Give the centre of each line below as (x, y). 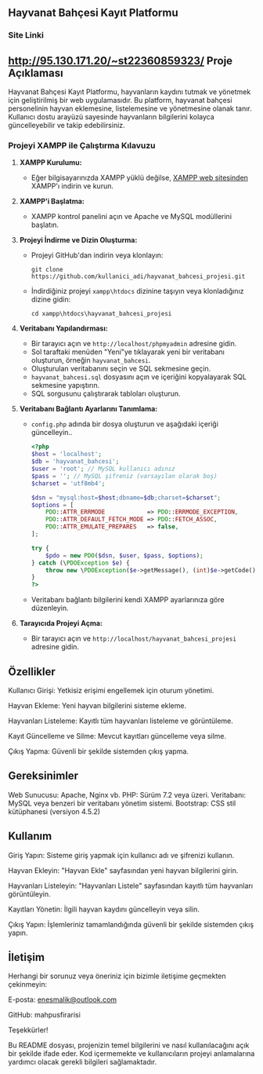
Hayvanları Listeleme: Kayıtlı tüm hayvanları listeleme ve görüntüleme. (121, 721)
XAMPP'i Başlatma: (52, 201)
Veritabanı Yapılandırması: (63, 328)
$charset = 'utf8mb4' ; (68, 483)
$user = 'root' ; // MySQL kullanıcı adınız (103, 469)
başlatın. (45, 225)
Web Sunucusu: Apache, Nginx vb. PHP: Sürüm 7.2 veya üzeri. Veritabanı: (127, 795)
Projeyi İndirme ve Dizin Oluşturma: (78, 240)
